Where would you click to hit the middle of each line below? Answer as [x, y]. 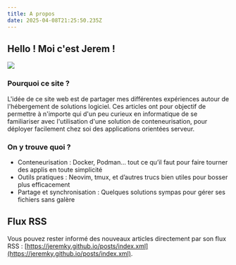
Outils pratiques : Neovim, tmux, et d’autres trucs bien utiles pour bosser [123, 177]
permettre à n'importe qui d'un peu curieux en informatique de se [103, 114]
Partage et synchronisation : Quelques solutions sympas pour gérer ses [121, 192]
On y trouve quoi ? [39, 147]
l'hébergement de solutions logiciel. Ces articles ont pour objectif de [107, 106]
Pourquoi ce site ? [39, 84]
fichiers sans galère [46, 199]
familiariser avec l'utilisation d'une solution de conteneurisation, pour [107, 121]
